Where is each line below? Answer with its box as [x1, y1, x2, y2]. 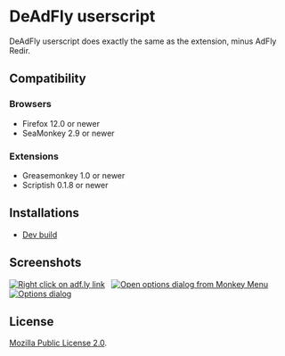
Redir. [9, 45, 31, 55]
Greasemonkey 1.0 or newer [21, 170, 126, 180]
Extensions [9, 150, 60, 162]
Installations [9, 205, 80, 220]
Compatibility [9, 71, 86, 87]
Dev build [21, 229, 58, 240]
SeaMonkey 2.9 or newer [21, 128, 115, 138]
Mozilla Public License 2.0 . [9, 337, 108, 349]
